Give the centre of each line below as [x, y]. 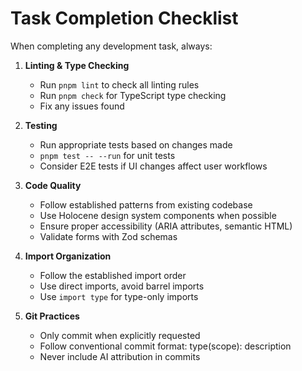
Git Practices [52, 316]
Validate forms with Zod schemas [108, 236]
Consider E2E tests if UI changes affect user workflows [153, 166]
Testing [41, 125]
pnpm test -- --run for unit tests [107, 155]
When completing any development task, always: [111, 46]
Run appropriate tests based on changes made [136, 144]
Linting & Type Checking [77, 65]
